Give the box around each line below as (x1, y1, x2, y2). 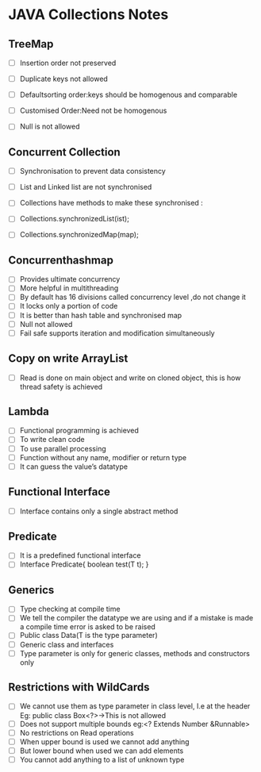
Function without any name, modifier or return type (19, 452, 187, 462)
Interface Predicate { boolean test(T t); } (19, 559, 149, 569)
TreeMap (8, 37, 54, 51)
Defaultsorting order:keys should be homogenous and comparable (19, 90, 238, 100)
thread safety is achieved (19, 382, 103, 391)
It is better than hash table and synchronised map (19, 310, 182, 320)
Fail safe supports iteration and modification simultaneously (19, 328, 216, 338)
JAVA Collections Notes (8, 6, 169, 24)
